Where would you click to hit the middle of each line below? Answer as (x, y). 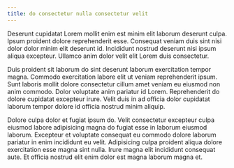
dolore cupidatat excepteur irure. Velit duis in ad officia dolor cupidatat (109, 99)
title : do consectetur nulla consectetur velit (78, 14)
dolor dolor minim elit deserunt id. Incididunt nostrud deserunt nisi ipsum (112, 48)
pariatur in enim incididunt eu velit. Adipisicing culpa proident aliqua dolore (115, 142)
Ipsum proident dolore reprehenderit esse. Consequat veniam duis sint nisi (115, 41)
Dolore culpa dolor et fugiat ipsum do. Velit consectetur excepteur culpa (111, 120)
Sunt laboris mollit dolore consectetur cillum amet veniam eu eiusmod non (114, 84)
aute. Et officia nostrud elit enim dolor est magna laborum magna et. (105, 157)
